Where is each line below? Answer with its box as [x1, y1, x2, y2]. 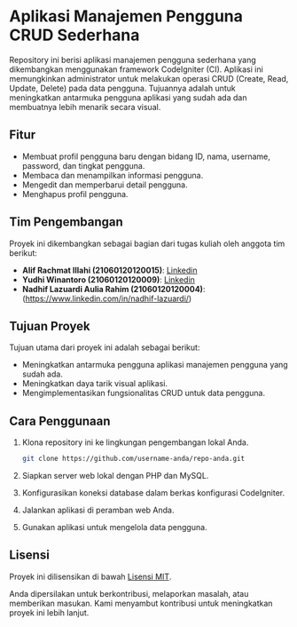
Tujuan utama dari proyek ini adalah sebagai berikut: [9, 342, 200, 353]
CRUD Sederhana [9, 25, 140, 45]
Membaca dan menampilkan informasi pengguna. [21, 170, 204, 180]
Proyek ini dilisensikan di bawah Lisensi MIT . [9, 571, 172, 582]
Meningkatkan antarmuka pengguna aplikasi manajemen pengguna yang [21, 360, 288, 370]
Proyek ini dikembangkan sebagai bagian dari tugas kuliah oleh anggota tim [9, 238, 285, 249]
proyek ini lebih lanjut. [9, 607, 90, 618]
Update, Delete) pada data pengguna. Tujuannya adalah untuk [9, 83, 237, 93]
